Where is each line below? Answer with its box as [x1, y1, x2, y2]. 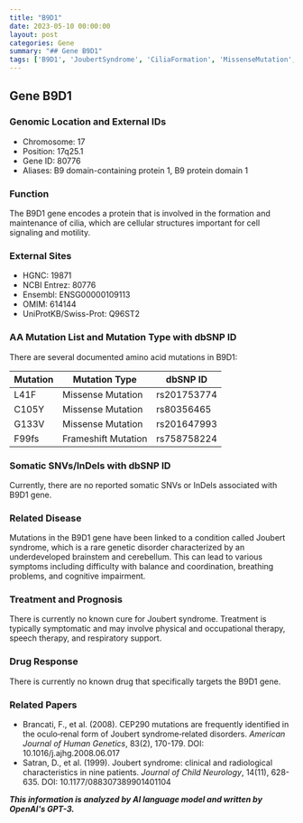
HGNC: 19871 [22, 270, 72, 281]
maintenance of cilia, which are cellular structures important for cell [9, 217, 261, 228]
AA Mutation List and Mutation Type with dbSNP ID [9, 331, 237, 344]
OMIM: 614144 [22, 299, 77, 310]
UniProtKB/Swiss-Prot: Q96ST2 [22, 309, 140, 319]
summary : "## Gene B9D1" [9, 47, 103, 56]
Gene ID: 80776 [22, 155, 81, 166]
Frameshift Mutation [62, 432, 148, 445]
